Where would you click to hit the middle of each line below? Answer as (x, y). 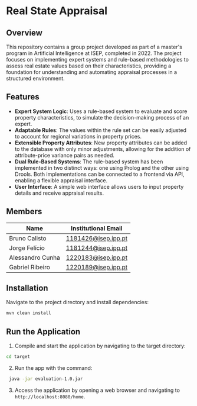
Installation (27, 288)
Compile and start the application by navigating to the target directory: (100, 346)
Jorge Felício (27, 248)
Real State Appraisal (57, 11)
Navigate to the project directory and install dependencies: (78, 302)
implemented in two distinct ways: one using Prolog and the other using (102, 167)
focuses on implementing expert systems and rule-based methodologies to (97, 59)
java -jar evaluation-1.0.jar (46, 379)
